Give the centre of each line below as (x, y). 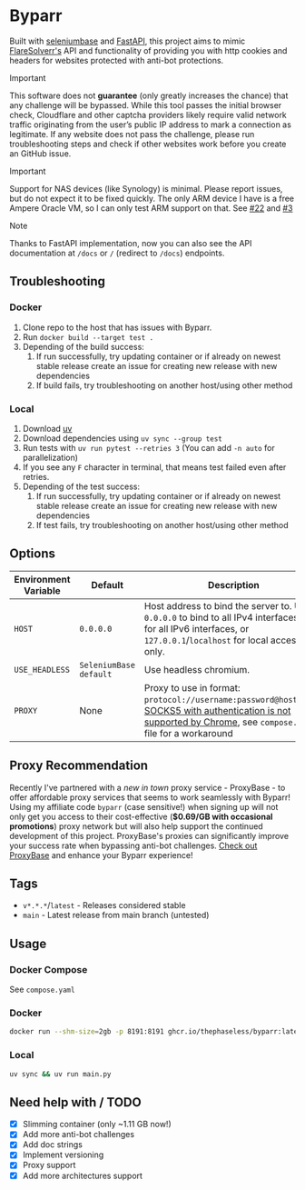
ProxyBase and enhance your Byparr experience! (101, 855)
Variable (42, 590)
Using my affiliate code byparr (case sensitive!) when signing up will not (144, 806)
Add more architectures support (83, 1175)
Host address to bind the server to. (218, 605)
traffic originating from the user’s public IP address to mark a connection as (151, 125)
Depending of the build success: (84, 346)
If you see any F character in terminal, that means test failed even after (154, 467)
